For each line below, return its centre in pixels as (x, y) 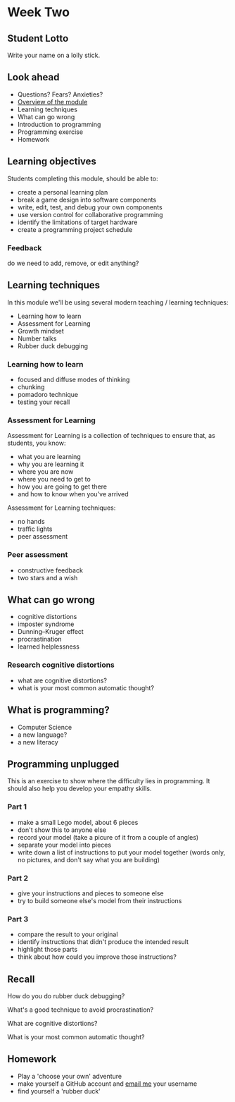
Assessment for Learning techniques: (62, 508)
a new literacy (38, 742)
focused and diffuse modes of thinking (74, 380)
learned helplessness (48, 647)
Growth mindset (41, 331)
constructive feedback (50, 570)
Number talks (37, 338)
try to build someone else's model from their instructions (100, 900)
